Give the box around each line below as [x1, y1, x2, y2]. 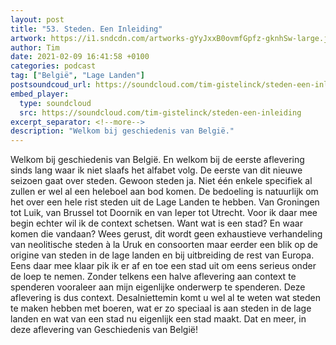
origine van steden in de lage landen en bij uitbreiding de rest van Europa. [10, 249, 315, 261]
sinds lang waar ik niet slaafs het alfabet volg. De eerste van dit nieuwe [10, 164, 303, 176]
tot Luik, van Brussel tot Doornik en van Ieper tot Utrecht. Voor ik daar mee [10, 207, 318, 219]
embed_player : [10, 89, 70, 99]
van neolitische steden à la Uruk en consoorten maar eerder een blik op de [10, 239, 318, 251]
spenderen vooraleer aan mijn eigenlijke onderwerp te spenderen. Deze [10, 281, 306, 293]
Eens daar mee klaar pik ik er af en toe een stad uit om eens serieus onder [10, 260, 317, 272]
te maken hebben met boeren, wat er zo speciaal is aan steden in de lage [10, 302, 312, 315]
